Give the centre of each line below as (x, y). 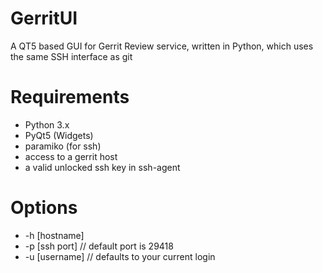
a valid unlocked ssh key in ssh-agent (102, 167)
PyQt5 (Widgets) (59, 135)
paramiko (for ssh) (63, 146)
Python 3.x (47, 124)
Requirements (70, 97)
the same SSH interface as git (71, 56)
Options (44, 208)
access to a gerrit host (71, 156)
